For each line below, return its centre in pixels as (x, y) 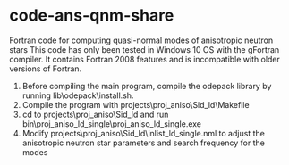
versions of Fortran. (46, 69)
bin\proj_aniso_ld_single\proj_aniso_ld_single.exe (112, 124)
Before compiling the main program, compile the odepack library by (147, 86)
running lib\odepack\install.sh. (78, 95)
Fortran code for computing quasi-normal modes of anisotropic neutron (141, 40)
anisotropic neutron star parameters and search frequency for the (144, 143)
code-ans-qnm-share (92, 16)
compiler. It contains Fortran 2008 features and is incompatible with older (144, 59)
